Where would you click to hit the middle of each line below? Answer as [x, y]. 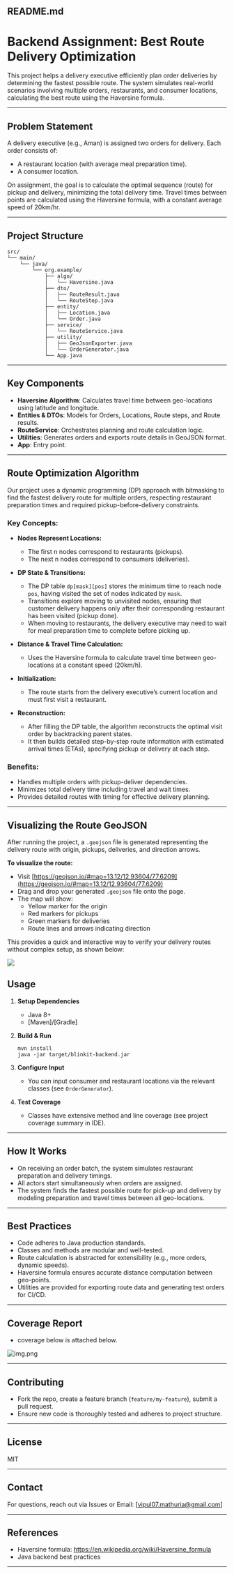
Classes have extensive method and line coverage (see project [118, 1115]
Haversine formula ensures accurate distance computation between [115, 1273]
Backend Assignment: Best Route [106, 42]
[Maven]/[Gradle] [53, 1022]
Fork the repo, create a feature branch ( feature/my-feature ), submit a [117, 1399]
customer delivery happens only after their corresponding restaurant [126, 608]
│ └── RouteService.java [84, 331]
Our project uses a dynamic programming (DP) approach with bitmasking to [116, 490]
